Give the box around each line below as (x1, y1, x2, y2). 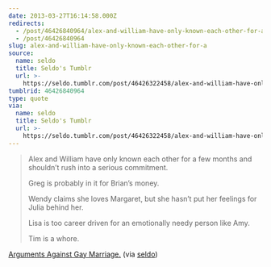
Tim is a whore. (27, 233, 80, 243)
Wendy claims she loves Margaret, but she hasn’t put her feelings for (27, 194, 257, 203)
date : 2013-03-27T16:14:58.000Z (8, 11, 117, 20)
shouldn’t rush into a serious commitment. (27, 162, 169, 172)
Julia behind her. (27, 202, 84, 212)
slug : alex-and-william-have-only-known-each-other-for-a (8, 42, 207, 50)
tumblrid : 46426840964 (8, 86, 85, 95)
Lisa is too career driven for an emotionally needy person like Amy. (27, 218, 250, 227)
